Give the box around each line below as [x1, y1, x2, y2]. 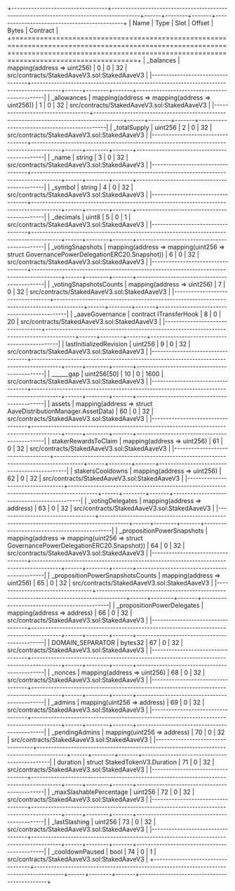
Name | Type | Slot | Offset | [132, 19, 214, 27]
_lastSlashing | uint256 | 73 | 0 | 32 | [51, 818, 156, 826]
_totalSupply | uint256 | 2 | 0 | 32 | [113, 124, 213, 131]
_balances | [147, 56, 180, 64]
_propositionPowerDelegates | [116, 601, 203, 609]
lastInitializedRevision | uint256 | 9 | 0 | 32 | [65, 340, 191, 348]
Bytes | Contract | [7, 26, 58, 34]
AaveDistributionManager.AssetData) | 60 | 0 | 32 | [7, 407, 154, 415]
